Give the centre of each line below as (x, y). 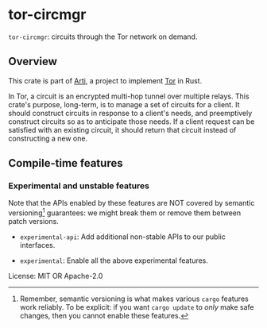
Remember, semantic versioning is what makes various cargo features (134, 299)
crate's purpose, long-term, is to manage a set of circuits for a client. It (124, 104)
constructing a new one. (48, 138)
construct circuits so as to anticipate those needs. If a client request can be (132, 122)
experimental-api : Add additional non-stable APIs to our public (123, 237)
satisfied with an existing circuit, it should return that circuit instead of (122, 129)
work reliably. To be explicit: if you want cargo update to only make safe (137, 307)
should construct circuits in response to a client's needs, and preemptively (130, 113)
